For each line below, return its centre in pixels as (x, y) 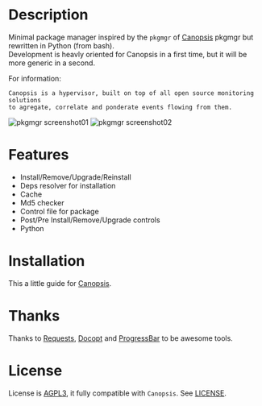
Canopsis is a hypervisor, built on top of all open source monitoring (131, 93)
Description (48, 15)
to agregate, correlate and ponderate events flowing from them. (120, 107)
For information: (35, 78)
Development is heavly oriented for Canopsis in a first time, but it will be (128, 54)
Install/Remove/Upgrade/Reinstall (75, 177)
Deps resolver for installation (68, 185)
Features (39, 155)
